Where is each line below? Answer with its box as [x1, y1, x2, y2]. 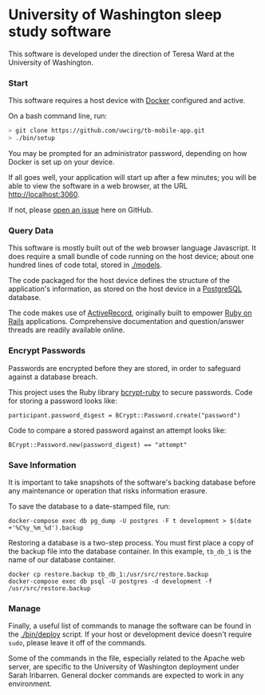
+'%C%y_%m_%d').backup [8, 524, 84, 532]
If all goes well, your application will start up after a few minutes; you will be [8, 172, 257, 182]
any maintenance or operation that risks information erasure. [8, 485, 208, 495]
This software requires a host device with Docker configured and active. [8, 96, 246, 106]
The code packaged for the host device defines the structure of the [8, 276, 230, 286]
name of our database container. [8, 554, 116, 565]
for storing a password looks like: [8, 396, 118, 405]
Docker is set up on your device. [8, 157, 115, 166]
